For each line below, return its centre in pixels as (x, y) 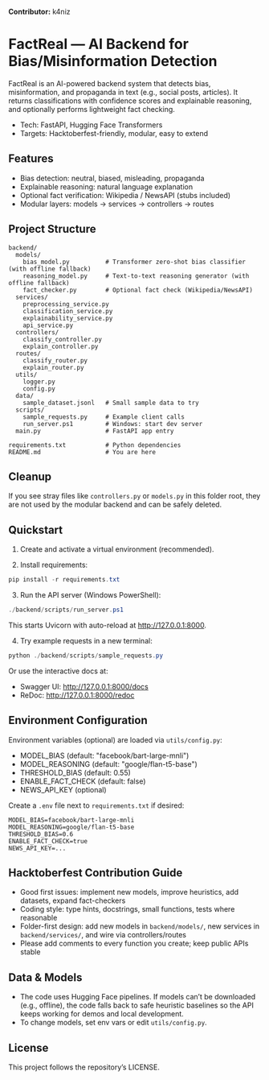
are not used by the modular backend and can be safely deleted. (115, 505)
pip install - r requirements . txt (64, 580)
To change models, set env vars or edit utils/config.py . (113, 1023)
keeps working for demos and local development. (102, 1014)
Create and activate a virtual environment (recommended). (117, 549)
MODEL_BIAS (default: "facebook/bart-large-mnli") (104, 755)
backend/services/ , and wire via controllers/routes (103, 935)
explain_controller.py (61, 346)
